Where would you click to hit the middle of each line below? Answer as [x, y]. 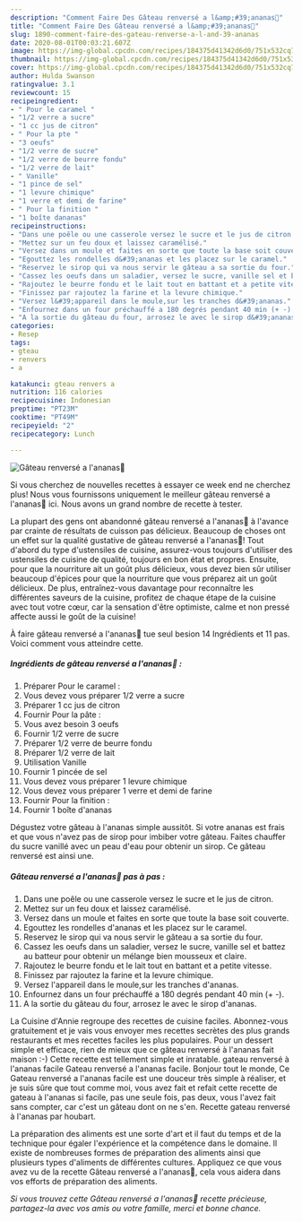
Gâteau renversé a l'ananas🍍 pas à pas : [88, 877]
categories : [32, 326]
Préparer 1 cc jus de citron [71, 706]
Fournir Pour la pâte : [62, 715]
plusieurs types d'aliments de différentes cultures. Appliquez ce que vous [146, 1163]
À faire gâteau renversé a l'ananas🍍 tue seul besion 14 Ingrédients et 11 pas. [150, 634]
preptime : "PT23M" [44, 409]
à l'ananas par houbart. [53, 1116]
